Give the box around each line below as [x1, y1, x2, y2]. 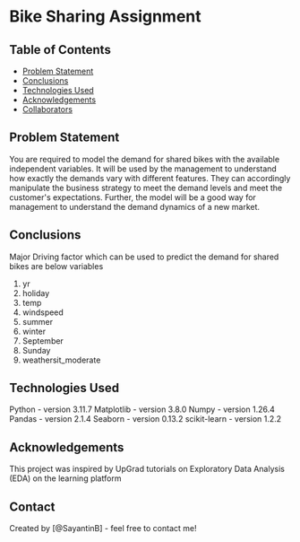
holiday [21, 287, 50, 298]
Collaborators [21, 104, 73, 114]
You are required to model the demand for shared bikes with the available [9, 153, 280, 164]
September [21, 335, 64, 346]
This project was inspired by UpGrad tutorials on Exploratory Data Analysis [9, 464, 285, 475]
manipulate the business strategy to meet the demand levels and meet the [9, 182, 283, 193]
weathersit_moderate [21, 354, 101, 365]
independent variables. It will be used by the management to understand [9, 163, 278, 174]
